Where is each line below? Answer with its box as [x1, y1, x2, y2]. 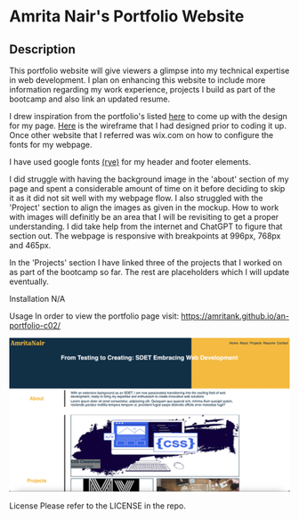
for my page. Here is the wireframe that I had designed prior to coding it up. [9, 120, 287, 131]
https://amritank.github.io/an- [181, 311, 289, 321]
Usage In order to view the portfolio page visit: [9, 311, 180, 321]
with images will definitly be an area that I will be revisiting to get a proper [9, 212, 279, 222]
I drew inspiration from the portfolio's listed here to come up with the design [9, 111, 287, 121]
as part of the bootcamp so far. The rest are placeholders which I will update [9, 267, 290, 277]
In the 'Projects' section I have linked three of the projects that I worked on [9, 257, 283, 268]
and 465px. [9, 240, 52, 250]
